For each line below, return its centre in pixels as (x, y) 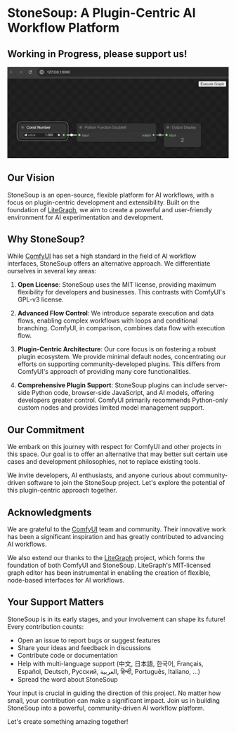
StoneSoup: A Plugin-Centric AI (101, 13)
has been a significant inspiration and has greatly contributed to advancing (116, 536)
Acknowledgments (50, 512)
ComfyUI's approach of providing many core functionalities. (104, 372)
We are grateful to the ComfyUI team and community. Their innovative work (117, 529)
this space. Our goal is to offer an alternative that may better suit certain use (118, 454)
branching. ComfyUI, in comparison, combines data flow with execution (121, 328)
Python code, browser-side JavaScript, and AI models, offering (123, 393)
